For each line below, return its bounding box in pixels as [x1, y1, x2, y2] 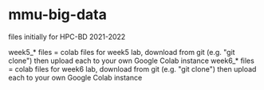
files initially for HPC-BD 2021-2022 [8, 32, 126, 41]
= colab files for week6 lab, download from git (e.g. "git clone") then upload [8, 64, 257, 73]
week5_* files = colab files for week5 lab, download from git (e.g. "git [8, 47, 235, 57]
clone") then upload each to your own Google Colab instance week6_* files [8, 56, 255, 65]
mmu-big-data [8, 6, 108, 24]
